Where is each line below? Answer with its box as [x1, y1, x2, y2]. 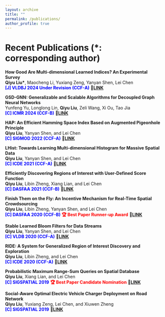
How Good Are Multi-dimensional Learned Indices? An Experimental [5, 69, 148, 75]
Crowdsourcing [5, 201, 38, 207]
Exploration [5, 248, 30, 254]
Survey [5, 75, 21, 80]
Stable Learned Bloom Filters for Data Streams [5, 223, 102, 229]
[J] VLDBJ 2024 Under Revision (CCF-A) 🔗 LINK [5, 85, 104, 91]
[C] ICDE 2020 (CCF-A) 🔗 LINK [5, 259, 68, 265]
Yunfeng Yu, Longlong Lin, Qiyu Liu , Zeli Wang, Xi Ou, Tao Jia [5, 105, 131, 111]
